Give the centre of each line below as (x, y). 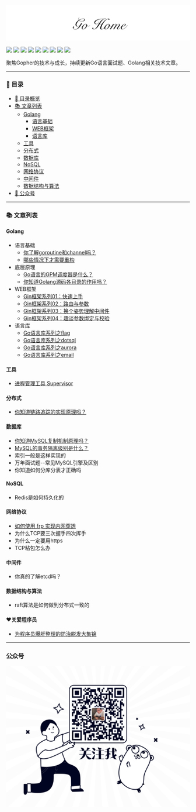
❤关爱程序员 (22, 620)
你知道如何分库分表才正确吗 (48, 470)
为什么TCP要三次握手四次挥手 (50, 533)
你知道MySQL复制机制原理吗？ (51, 441)
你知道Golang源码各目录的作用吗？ (65, 281)
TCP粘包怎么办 (32, 548)
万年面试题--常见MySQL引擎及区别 (56, 462)
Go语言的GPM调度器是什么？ (58, 274)
